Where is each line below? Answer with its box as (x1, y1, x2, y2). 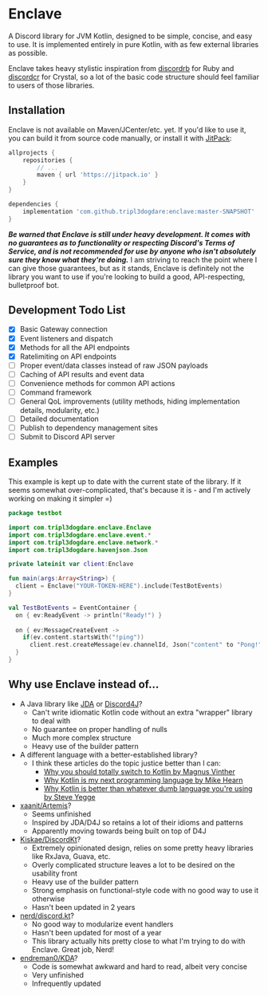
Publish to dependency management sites (19, 423, 159, 433)
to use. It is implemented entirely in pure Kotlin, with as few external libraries (8, 39, 259, 49)
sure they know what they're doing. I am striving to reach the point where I (8, 254, 258, 264)
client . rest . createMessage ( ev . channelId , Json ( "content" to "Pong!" (29, 641, 262, 649)
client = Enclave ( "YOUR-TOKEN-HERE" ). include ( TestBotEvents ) (15, 582, 223, 590)
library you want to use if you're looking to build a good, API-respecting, (8, 272, 246, 281)
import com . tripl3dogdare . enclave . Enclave (8, 523, 152, 531)
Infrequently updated (31, 978, 101, 988)
